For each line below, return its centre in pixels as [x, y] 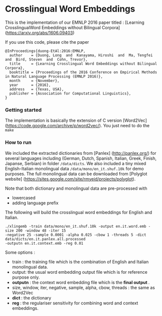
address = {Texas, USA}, [37, 89]
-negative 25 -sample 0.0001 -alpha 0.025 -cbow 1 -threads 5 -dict [76, 235]
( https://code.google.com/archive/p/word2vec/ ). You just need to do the [77, 126]
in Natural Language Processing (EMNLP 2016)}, [54, 76]
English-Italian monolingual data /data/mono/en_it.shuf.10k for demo [74, 168]
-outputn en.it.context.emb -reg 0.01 [44, 243]
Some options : [20, 252]
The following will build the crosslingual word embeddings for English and [79, 212]
